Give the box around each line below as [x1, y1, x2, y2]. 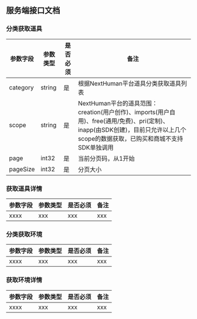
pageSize [9, 165, 35, 173]
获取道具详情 [6, 184, 43, 192]
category [9, 83, 34, 91]
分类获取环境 [6, 230, 43, 238]
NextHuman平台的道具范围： [78, 99, 158, 107]
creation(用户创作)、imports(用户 [78, 108, 170, 116]
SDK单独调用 [78, 143, 114, 151]
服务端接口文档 [6, 5, 60, 16]
